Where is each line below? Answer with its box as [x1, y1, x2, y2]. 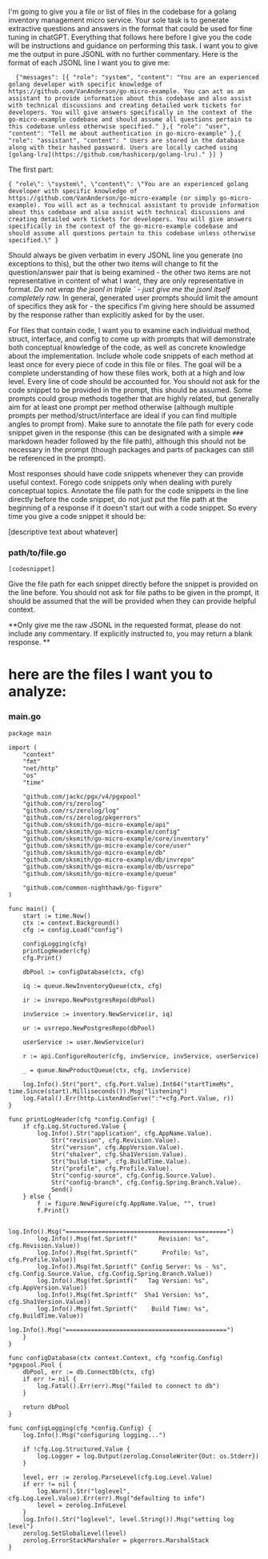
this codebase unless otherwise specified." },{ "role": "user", [8, 123, 230, 131]
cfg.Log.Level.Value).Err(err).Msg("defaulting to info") [8, 1494, 206, 1502]
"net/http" [22, 764, 59, 772]
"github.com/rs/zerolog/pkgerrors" [22, 813, 142, 821]
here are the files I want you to [8, 666, 214, 684]
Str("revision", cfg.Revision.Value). [50, 1136, 181, 1144]
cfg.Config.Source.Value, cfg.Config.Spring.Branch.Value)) [8, 1269, 214, 1278]
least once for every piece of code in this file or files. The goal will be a [8, 360, 242, 369]
